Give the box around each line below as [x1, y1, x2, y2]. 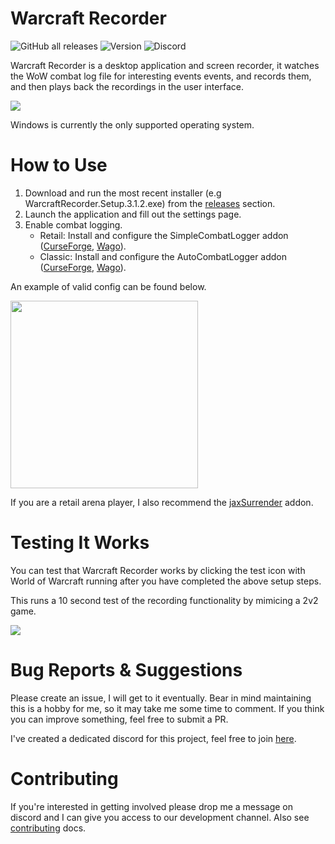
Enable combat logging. [24, 218, 123, 231]
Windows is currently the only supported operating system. [10, 118, 255, 131]
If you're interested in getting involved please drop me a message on [10, 800, 294, 812]
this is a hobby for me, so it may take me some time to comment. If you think [10, 702, 325, 714]
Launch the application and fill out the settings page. [24, 208, 242, 220]
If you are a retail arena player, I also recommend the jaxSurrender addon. [10, 496, 314, 508]
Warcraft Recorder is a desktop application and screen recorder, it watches [10, 59, 320, 71]
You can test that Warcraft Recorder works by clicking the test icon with [10, 564, 306, 576]
